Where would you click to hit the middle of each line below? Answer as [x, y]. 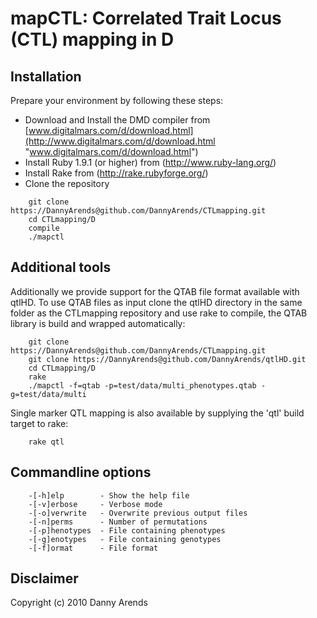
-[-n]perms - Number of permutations [118, 522]
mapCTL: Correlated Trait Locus [146, 18]
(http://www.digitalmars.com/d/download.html [120, 141]
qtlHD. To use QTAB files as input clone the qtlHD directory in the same [156, 302]
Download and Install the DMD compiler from [117, 120]
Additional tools [61, 267]
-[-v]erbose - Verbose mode [95, 504]
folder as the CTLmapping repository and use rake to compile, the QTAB [159, 313]
